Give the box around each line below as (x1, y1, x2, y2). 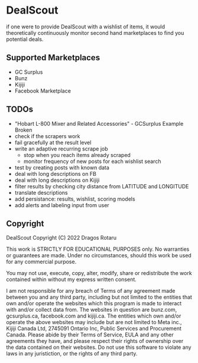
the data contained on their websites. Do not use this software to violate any (6, 344, 191, 351)
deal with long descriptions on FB (14, 170, 96, 177)
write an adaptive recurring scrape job (14, 145, 108, 152)
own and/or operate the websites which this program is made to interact (6, 300, 182, 307)
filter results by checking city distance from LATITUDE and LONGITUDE (14, 182, 189, 189)
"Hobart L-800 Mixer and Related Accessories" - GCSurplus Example (14, 120, 184, 127)
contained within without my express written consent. (6, 276, 137, 283)
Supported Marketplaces (6, 53, 100, 63)
